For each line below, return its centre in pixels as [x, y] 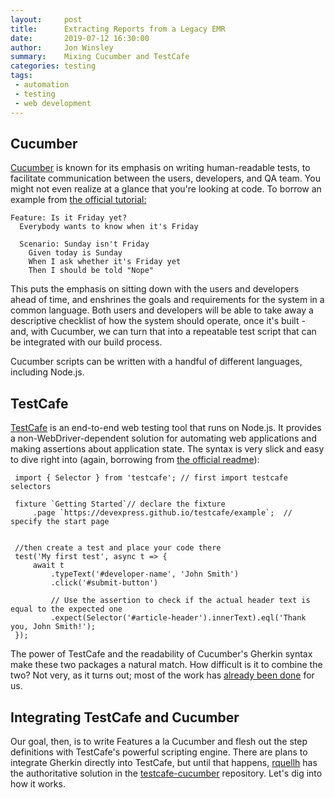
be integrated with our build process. [86, 342]
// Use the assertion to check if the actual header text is [180, 601]
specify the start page [60, 522]
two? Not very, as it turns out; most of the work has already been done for [162, 675]
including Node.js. [47, 372]
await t [48, 566]
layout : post [46, 19]
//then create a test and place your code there [118, 548]
